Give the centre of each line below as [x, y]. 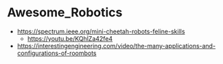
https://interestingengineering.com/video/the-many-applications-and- [116, 46]
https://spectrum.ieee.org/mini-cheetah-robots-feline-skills [101, 31]
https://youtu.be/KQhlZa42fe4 [70, 38]
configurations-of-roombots [57, 53]
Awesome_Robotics [65, 13]
